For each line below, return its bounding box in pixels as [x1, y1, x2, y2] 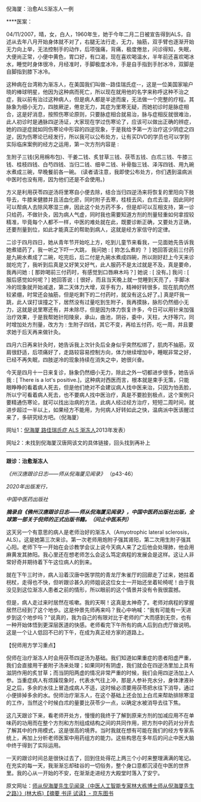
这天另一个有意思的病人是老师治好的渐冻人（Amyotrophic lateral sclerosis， [6, 528, 193, 536]
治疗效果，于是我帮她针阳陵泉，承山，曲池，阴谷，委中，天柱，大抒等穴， [6, 314, 189, 320]
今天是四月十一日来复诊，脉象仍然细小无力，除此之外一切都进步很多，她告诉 [6, 369, 194, 376]
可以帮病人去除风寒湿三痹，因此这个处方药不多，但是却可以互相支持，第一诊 [6, 203, 194, 211]
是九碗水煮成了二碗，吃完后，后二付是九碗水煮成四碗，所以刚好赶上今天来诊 [6, 254, 194, 260]
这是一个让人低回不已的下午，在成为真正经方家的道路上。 [6, 629, 147, 636]
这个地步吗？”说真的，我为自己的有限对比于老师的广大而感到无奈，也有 [16, 614, 192, 621]
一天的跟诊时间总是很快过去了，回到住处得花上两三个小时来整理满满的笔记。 [6, 755, 194, 761]
